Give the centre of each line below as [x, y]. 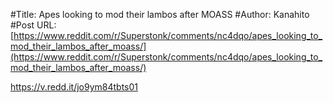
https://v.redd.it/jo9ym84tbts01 [74, 87]
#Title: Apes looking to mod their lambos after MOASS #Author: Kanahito [160, 14]
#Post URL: [33, 25]
